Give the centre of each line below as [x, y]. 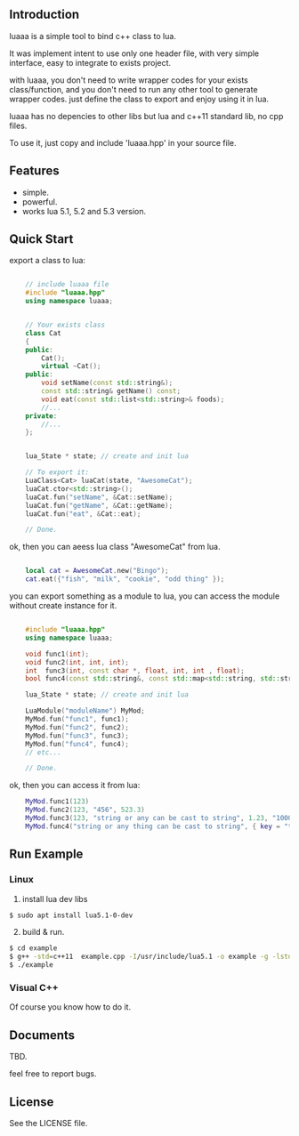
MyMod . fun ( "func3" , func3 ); [77, 736]
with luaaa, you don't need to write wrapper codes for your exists [129, 80]
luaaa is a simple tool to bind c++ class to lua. [93, 36]
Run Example [46, 854]
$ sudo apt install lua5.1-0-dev [71, 915]
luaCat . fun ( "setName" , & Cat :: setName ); [99, 497]
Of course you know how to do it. [70, 1007]
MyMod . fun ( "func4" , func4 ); [77, 744]
